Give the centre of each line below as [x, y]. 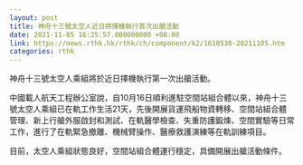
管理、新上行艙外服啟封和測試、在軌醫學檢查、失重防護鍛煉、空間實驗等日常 [152, 121]
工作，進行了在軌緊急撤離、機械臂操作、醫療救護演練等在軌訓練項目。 [140, 131]
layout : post [34, 18]
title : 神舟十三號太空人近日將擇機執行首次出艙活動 [94, 26]
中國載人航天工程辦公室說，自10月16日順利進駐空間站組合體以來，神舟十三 [148, 98]
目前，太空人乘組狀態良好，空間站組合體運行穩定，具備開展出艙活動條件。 [148, 151]
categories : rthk [42, 52]
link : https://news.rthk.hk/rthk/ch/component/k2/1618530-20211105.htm [147, 43]
